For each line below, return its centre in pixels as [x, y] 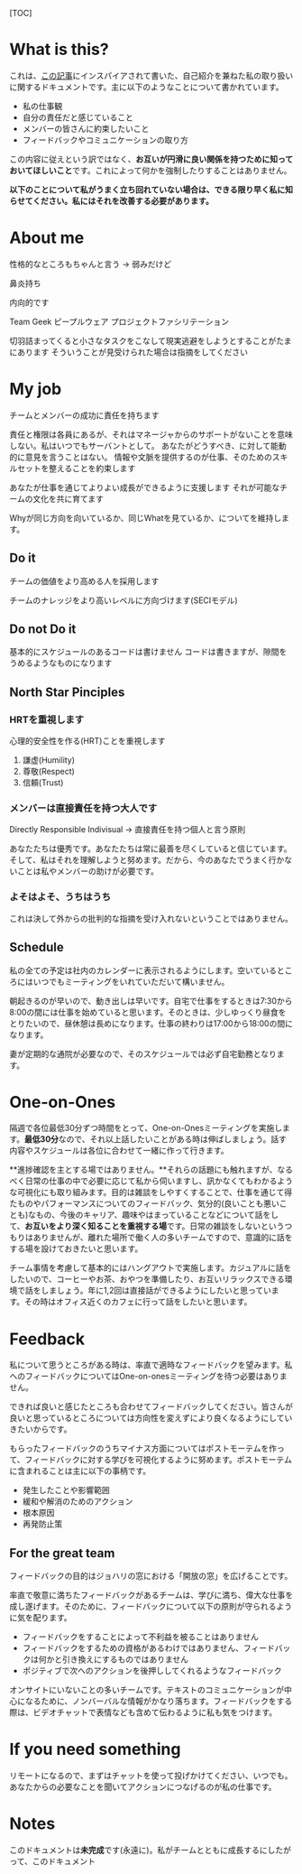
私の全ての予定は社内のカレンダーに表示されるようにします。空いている [143, 970]
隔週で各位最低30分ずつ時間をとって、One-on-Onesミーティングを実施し [146, 1128]
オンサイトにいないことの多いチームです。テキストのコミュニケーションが [147, 1690]
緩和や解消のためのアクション [78, 1501]
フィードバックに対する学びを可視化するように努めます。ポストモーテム [159, 1460]
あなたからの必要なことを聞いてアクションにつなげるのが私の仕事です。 [143, 1787]
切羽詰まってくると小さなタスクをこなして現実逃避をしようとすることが [143, 340]
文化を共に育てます [68, 498]
